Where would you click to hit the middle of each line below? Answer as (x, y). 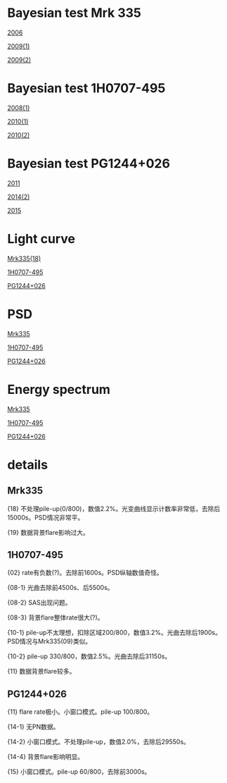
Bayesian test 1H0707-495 (86, 88)
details (27, 465)
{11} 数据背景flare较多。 (41, 672)
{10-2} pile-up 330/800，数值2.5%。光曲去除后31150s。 (89, 656)
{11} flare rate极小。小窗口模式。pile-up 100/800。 (80, 712)
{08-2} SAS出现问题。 (39, 603)
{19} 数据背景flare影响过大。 (48, 532)
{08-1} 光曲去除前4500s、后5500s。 (60, 588)
